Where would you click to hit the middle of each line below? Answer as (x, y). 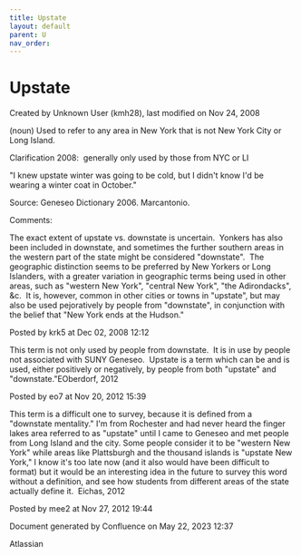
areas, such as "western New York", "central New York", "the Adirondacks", (150, 286)
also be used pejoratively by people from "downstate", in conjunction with (147, 306)
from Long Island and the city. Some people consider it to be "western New (150, 443)
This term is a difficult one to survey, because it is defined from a (131, 415)
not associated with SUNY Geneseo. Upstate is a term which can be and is (150, 360)
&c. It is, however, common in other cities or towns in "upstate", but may (145, 296)
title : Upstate (38, 18)
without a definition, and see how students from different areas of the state (150, 482)
